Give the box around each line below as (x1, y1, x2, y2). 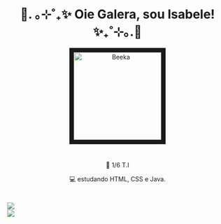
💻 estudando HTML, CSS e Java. (69, 175, 166, 183)
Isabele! (167, 6, 215, 22)
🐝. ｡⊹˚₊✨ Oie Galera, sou (20, 6, 166, 22)
